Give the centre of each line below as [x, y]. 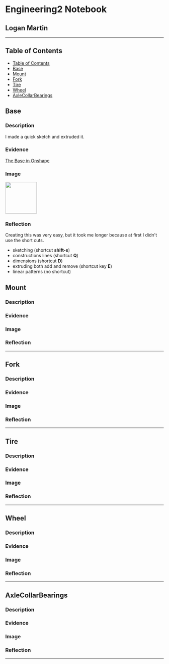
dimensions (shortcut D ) [37, 261]
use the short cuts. [25, 241]
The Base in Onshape [27, 161]
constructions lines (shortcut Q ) [46, 256]
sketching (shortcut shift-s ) [41, 250]
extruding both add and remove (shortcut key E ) [62, 266]
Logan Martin [27, 28]
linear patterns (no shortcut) [42, 272]
